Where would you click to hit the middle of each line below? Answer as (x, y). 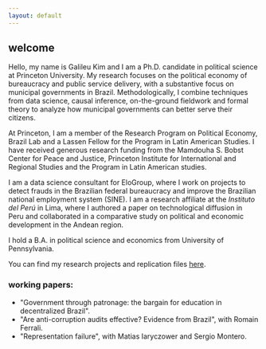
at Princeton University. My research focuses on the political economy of (128, 76)
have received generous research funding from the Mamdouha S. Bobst (126, 150)
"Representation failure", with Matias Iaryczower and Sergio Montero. (133, 336)
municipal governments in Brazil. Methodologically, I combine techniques (128, 92)
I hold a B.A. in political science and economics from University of (116, 241)
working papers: (41, 285)
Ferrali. (31, 327)
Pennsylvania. (31, 249)
